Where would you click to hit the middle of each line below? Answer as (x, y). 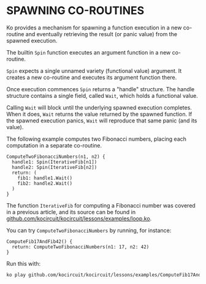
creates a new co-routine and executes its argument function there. (92, 77)
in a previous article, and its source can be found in (71, 212)
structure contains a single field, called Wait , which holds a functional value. (102, 95)
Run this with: (24, 263)
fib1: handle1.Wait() (45, 178)
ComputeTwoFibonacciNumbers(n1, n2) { (56, 157)
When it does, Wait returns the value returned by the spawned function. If (99, 114)
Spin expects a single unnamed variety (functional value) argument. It (94, 70)
